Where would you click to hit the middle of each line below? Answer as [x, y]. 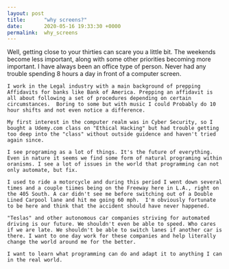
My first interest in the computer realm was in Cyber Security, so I [110, 123]
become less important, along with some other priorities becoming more [109, 60]
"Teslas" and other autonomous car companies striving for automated [109, 218]
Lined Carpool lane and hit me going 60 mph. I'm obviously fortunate [111, 200]
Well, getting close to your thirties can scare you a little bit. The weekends [111, 52]
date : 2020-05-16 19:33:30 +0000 [64, 26]
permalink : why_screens [43, 33]
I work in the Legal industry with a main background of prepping [104, 86]
